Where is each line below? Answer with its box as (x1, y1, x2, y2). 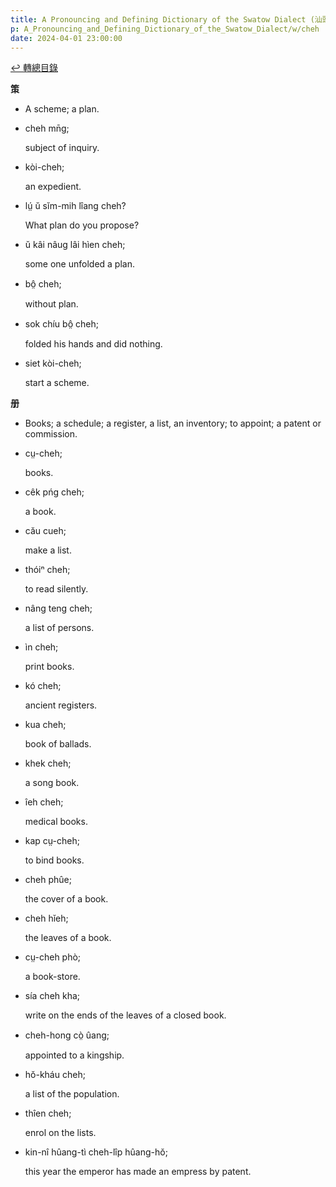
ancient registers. (24, 699, 98, 711)
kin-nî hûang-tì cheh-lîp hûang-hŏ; (24, 1146, 168, 1158)
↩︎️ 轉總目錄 (10, 62, 58, 74)
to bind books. (24, 854, 85, 866)
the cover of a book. (24, 893, 109, 905)
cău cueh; (24, 525, 67, 537)
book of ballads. (24, 738, 92, 750)
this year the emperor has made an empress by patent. (24, 1166, 252, 1178)
